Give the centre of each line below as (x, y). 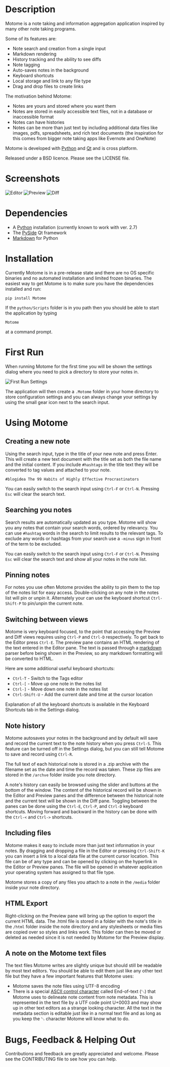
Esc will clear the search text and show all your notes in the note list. (76, 559)
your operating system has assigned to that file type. (60, 872)
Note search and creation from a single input (59, 48)
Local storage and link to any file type (52, 81)
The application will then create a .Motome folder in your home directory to (82, 391)
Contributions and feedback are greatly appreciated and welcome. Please (82, 1054)
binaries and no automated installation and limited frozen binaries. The (79, 278)
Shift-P (13, 604)
